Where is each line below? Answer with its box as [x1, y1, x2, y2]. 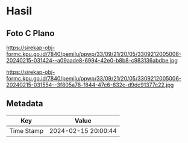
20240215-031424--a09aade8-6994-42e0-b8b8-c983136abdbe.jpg [6, 57, 178, 64]
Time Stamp [9, 126, 44, 135]
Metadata [6, 99, 43, 109]
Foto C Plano [6, 28, 55, 38]
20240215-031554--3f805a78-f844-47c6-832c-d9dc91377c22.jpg [6, 81, 174, 88]
